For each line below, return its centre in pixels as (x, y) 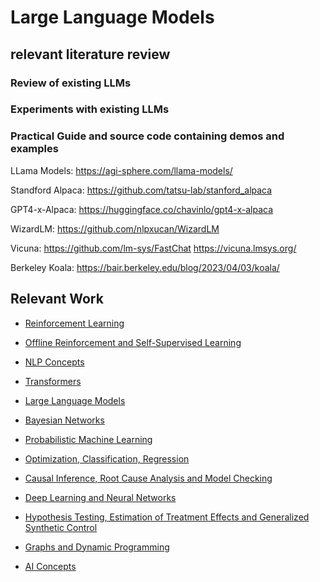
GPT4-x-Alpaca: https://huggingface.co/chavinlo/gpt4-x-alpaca (142, 209)
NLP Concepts (54, 362)
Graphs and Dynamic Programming (97, 547)
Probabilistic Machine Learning (88, 439)
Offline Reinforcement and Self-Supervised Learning (133, 342)
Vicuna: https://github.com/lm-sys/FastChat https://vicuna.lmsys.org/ (153, 248)
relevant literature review (90, 54)
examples (34, 149)
